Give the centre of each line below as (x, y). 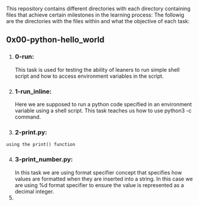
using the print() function (41, 145)
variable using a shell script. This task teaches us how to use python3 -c (103, 110)
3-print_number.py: (44, 160)
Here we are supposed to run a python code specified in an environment (103, 104)
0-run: (24, 57)
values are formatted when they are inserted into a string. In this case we (104, 179)
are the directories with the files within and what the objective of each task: (98, 21)
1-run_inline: (33, 91)
